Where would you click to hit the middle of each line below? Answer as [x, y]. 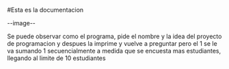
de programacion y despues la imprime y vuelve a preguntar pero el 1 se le [112, 43]
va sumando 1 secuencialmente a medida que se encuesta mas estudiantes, [114, 51]
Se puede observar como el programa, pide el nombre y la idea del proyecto [114, 36]
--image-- [22, 23]
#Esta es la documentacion [45, 10]
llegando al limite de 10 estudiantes [56, 58]
